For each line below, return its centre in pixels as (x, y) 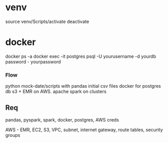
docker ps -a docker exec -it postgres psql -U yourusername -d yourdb (81, 56)
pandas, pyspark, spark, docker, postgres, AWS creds (62, 120)
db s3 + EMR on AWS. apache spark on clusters (56, 91)
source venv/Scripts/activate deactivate (47, 21)
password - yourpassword (33, 62)
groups (13, 135)
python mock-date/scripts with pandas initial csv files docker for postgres (83, 86)
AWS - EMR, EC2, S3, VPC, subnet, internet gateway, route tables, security (84, 130)
